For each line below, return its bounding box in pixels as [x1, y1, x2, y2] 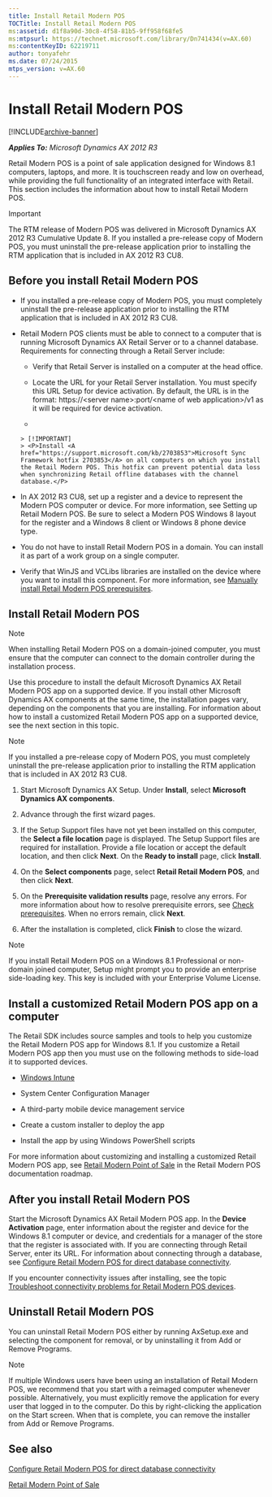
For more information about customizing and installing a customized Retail [8, 1151, 257, 1161]
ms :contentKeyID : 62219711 [8, 42, 100, 50]
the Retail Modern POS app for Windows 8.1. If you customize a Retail [8, 1040, 240, 1050]
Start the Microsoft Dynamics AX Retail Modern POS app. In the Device [8, 1213, 247, 1224]
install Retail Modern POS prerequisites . [19, 583, 153, 594]
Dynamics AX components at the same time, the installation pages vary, [8, 694, 249, 704]
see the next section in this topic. [8, 720, 119, 730]
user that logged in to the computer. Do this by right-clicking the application [8, 1401, 262, 1411]
